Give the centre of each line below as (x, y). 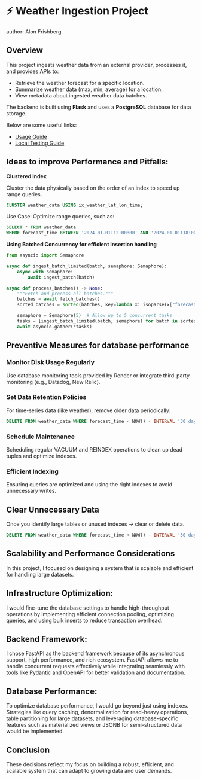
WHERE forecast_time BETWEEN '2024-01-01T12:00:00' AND (77, 233)
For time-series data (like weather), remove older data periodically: (89, 410)
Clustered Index (26, 176)
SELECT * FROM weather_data (41, 227)
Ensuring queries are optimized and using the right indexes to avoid (89, 485)
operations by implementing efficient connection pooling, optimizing (90, 614)
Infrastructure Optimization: (60, 593)
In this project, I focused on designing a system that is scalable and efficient (100, 568)
